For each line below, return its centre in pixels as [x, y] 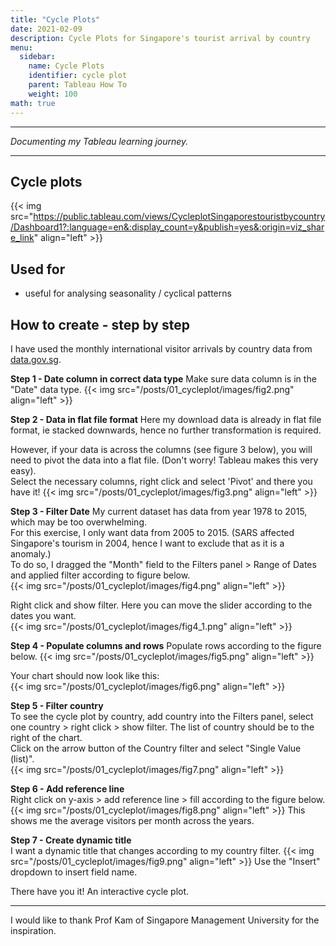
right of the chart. [46, 737]
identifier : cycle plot [78, 76]
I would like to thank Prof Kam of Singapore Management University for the [165, 920]
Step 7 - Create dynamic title [71, 840]
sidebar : [37, 57]
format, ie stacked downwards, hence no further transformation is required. [166, 430]
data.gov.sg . [36, 359]
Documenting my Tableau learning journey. [99, 141]
